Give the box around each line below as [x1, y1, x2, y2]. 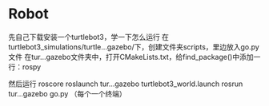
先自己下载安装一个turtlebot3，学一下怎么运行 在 [8, 32, 170, 41]
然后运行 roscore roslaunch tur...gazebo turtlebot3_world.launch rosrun [8, 79, 243, 88]
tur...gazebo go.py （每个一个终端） [8, 88, 126, 98]
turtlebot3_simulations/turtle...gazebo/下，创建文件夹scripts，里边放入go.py [8, 41, 260, 52]
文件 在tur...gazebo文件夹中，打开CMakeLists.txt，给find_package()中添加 [8, 52, 254, 61]
